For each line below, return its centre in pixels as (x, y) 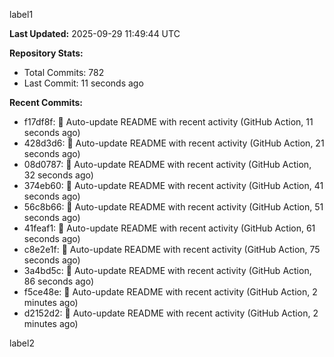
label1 (21, 14)
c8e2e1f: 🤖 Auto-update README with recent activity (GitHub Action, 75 (172, 249)
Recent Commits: (46, 102)
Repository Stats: (46, 53)
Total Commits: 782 (64, 72)
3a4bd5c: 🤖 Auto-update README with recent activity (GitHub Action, (167, 270)
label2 (22, 343)
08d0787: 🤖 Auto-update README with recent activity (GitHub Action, (167, 164)
